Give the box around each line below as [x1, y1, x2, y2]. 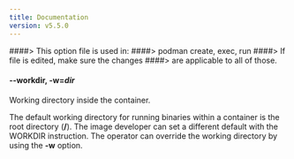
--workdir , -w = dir [9, 75, 75, 86]
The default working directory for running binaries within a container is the [9, 111, 280, 122]
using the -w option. [9, 140, 83, 150]
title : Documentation [9, 12, 89, 22]
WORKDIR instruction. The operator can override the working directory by [9, 130, 278, 141]
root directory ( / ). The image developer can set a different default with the [9, 121, 279, 132]
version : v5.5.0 [9, 21, 69, 30]
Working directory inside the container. [9, 95, 151, 105]
